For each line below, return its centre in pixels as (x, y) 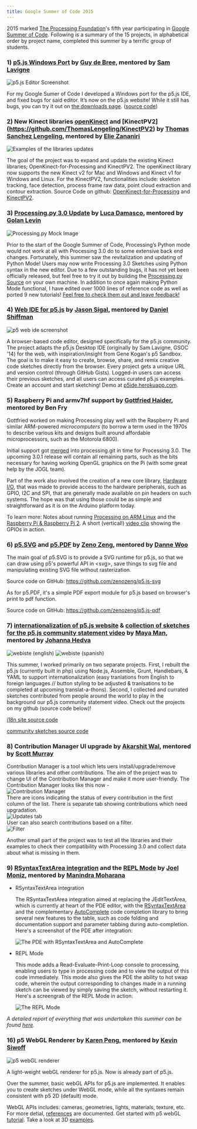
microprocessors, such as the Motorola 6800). (63, 439)
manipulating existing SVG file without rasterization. (69, 570)
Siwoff (16, 1048)
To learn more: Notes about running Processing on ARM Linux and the (91, 517)
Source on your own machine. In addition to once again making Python (92, 282)
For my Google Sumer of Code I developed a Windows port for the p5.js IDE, (99, 93)
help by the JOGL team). (36, 469)
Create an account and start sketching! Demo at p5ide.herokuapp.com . (92, 385)
